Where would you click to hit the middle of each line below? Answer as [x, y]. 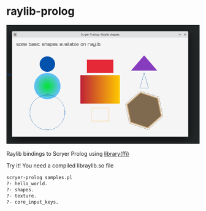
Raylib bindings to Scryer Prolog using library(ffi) [68, 154]
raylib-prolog [40, 11]
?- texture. [21, 196]
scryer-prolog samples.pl [39, 178]
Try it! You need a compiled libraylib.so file [60, 166]
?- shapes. [20, 190]
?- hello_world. [27, 184]
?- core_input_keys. [33, 202]
